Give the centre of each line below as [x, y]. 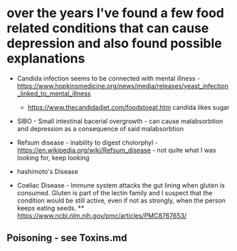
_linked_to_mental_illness [54, 93]
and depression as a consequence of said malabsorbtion [100, 128]
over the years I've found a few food [116, 13]
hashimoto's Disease [48, 171]
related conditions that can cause [108, 28]
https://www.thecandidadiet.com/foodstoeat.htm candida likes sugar [128, 107]
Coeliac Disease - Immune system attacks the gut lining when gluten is [121, 185]
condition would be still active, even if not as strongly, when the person [121, 200]
